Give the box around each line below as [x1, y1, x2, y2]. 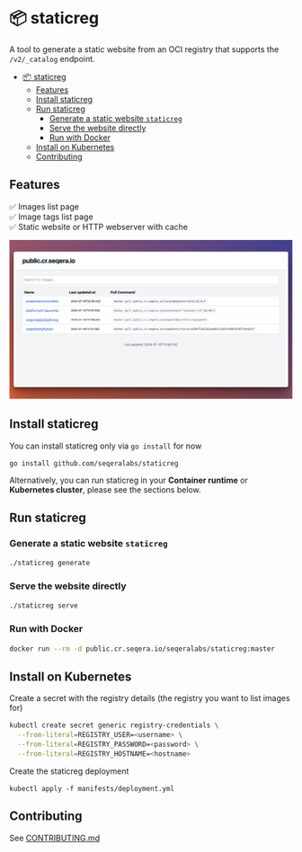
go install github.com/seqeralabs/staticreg [9, 458, 179, 468]
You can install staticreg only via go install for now [9, 440, 202, 451]
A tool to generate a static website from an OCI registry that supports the [9, 43, 280, 55]
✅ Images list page [9, 200, 79, 212]
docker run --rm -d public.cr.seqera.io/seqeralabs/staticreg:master [9, 644, 276, 653]
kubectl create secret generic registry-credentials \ [9, 721, 219, 730]
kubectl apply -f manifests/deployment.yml [9, 784, 175, 793]
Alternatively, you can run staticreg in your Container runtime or [9, 475, 249, 485]
